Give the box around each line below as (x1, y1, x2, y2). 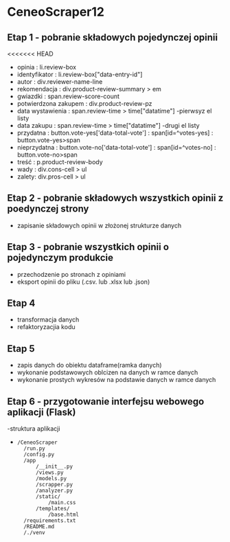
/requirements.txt (23, 517, 76, 524)
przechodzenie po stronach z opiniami (16, 270, 126, 278)
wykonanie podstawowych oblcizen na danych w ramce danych (16, 368, 198, 376)
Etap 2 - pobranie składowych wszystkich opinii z (7, 192, 224, 204)
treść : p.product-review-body (16, 158, 103, 166)
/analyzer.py (35, 487, 73, 495)
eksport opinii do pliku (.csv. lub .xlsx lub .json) (16, 278, 150, 286)
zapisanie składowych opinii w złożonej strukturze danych (16, 221, 182, 229)
